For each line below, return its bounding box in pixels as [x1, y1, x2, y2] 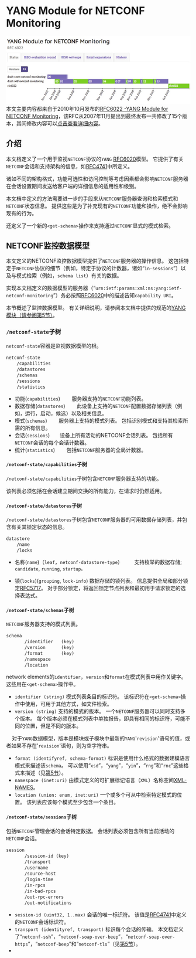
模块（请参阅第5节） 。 [6, 312, 59, 319]
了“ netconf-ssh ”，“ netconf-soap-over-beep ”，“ [14, 933, 128, 940]
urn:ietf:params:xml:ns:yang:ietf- [95, 286, 183, 291]
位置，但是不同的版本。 [25, 722, 82, 729]
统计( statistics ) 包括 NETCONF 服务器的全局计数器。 [14, 446, 147, 453]
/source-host [24, 871, 57, 877]
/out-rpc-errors [24, 894, 64, 900]
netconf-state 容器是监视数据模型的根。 [6, 342, 102, 349]
